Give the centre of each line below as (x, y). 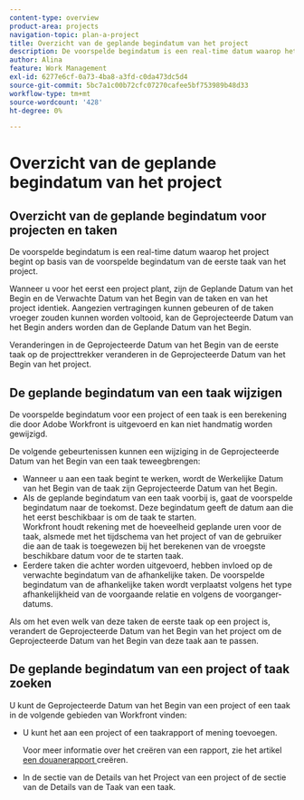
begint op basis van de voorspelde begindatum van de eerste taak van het (148, 262)
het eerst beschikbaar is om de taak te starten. (109, 517)
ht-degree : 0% (36, 111)
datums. (38, 604)
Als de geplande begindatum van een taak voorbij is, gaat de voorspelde (157, 498)
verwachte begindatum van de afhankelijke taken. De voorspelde (143, 575)
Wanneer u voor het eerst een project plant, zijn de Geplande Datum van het (152, 289)
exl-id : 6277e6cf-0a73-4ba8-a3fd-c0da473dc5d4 (99, 77)
